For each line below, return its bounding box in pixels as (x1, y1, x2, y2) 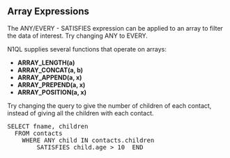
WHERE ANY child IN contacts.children (22, 136, 155, 144)
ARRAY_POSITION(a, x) (17, 88, 87, 96)
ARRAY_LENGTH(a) (17, 58, 75, 67)
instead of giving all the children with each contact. (7, 109, 155, 117)
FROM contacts (14, 129, 63, 137)
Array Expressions (7, 6, 89, 17)
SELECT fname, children (7, 122, 89, 130)
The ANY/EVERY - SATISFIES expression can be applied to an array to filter (7, 24, 223, 32)
